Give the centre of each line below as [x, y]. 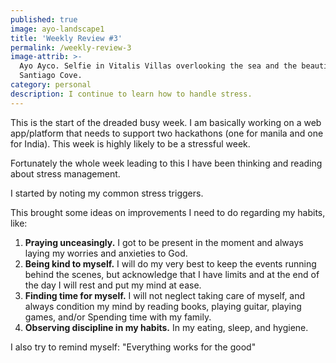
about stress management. [65, 173]
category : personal [51, 85]
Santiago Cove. [51, 76]
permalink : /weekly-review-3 [71, 47]
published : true [44, 19]
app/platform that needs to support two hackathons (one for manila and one [167, 133]
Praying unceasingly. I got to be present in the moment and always [164, 242]
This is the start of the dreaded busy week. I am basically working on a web [166, 122]
